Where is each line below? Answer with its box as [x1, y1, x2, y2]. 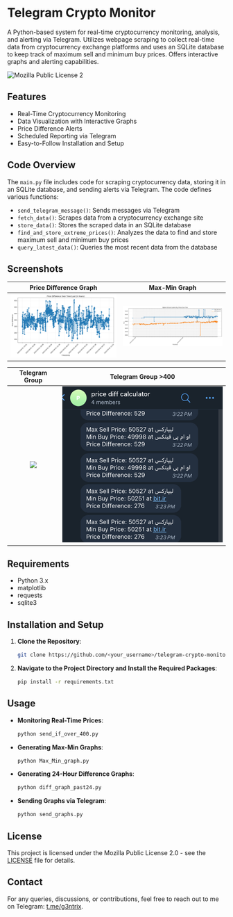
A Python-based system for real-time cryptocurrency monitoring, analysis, [7, 28, 221, 36]
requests [17, 591, 43, 599]
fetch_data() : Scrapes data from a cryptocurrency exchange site [17, 213, 204, 222]
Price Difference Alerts [17, 124, 83, 133]
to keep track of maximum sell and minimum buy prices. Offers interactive [7, 50, 218, 58]
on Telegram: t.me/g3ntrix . [7, 902, 83, 910]
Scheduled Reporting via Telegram [17, 131, 116, 140]
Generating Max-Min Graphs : [17, 742, 104, 752]
